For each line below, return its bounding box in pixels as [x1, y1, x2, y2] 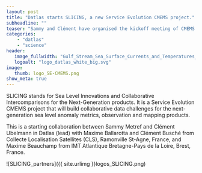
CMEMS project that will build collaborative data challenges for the [6, 105, 171, 112]
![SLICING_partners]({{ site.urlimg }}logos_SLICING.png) [6, 160, 146, 168]
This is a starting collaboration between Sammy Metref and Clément [6, 123, 176, 130]
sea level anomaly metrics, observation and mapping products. [34, 112, 191, 119]
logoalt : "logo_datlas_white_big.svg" [14, 59, 112, 65]
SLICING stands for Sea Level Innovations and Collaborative [6, 93, 155, 100]
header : [6, 48, 26, 54]
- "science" [17, 43, 47, 49]
